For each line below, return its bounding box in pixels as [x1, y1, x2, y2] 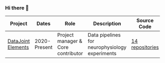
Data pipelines [87, 31, 121, 38]
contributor [57, 50, 83, 57]
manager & [57, 38, 82, 45]
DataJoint [7, 38, 30, 45]
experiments [87, 50, 117, 57]
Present [34, 44, 53, 51]
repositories [131, 44, 159, 51]
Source [137, 17, 154, 24]
